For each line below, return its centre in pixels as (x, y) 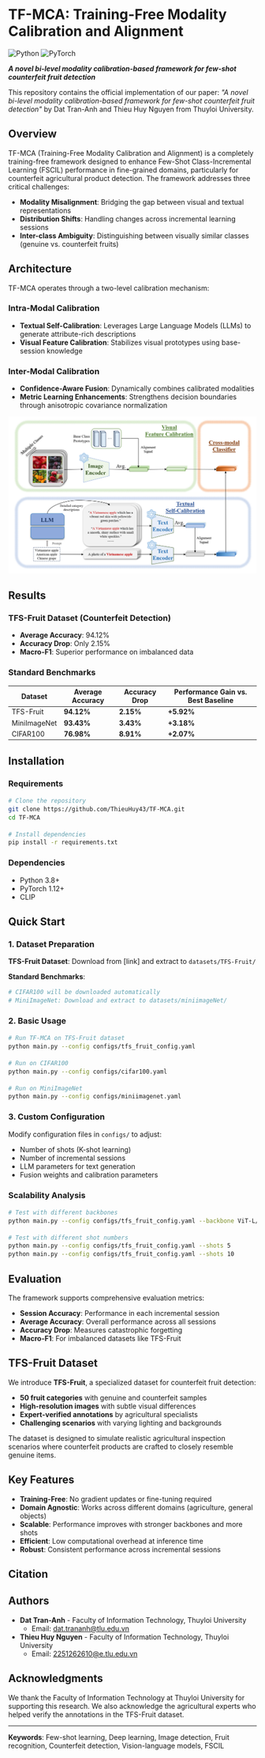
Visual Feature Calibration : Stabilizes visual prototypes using (119, 342)
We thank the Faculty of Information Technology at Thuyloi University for (127, 1697)
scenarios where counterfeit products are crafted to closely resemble (121, 1446)
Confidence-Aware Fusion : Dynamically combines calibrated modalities (137, 388)
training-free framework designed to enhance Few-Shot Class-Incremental (130, 161)
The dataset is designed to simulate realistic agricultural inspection (117, 1438)
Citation (28, 1574)
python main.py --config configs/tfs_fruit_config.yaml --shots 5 (119, 1246)
